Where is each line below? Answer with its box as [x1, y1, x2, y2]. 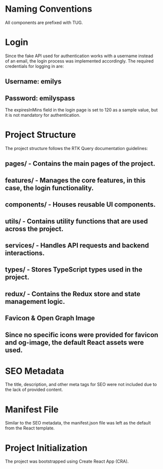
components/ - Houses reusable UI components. [5, 200, 156, 209]
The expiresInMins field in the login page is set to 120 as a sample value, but [5, 107, 158, 113]
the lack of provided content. [5, 387, 63, 393]
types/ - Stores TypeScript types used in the [5, 265, 143, 274]
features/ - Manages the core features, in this [5, 176, 146, 184]
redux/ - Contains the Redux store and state [5, 290, 141, 298]
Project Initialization [5, 442, 88, 453]
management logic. [5, 297, 65, 306]
